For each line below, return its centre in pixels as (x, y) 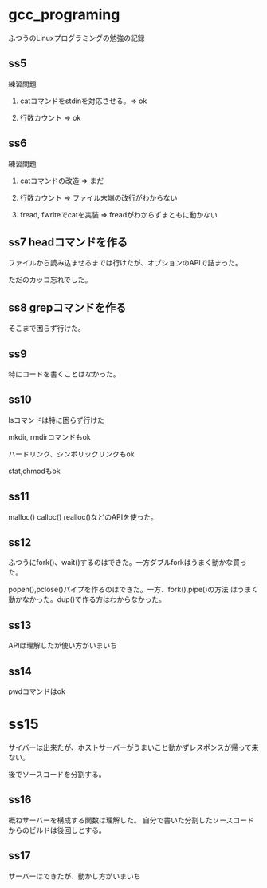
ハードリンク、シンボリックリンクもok (71, 454)
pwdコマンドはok (37, 691)
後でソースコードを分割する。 (57, 774)
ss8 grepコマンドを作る (67, 307)
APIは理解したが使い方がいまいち (63, 646)
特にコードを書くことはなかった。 (64, 374)
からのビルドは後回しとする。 (57, 830)
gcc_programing (64, 15)
